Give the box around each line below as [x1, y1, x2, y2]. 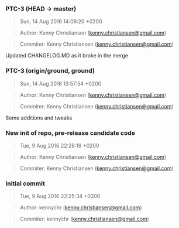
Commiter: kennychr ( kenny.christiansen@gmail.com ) [19, 216, 150, 223]
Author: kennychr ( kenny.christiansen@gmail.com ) [19, 204, 142, 211]
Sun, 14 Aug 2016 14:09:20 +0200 [19, 18, 103, 25]
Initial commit [5, 179, 45, 188]
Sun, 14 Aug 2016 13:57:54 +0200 [19, 80, 102, 87]
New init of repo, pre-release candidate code [5, 128, 136, 137]
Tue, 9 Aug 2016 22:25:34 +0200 [19, 193, 101, 200]
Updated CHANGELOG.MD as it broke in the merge [5, 52, 128, 59]
